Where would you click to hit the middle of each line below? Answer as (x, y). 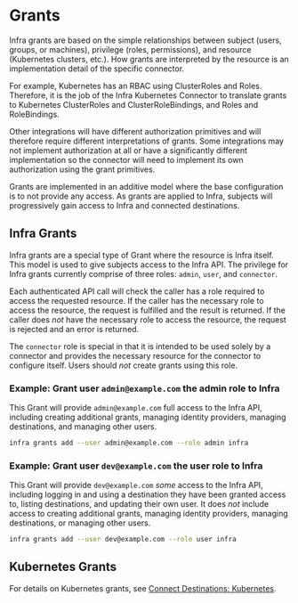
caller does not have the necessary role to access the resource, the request (148, 319)
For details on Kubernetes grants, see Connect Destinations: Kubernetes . (143, 588)
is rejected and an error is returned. (74, 329)
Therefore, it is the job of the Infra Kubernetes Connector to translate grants (148, 95)
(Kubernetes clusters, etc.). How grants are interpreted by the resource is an (149, 59)
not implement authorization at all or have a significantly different (128, 150)
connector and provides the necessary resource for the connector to (135, 355)
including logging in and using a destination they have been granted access (148, 494)
